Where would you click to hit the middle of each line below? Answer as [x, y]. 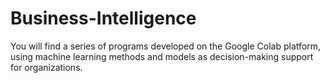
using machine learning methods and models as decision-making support [162, 56]
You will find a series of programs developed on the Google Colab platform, [165, 46]
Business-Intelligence [103, 18]
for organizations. [46, 67]
